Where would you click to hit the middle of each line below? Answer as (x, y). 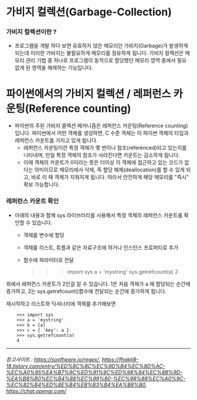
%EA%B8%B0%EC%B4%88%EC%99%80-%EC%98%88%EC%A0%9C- (96, 379)
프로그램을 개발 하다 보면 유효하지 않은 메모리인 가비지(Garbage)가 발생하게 (101, 46)
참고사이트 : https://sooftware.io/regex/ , (53, 359)
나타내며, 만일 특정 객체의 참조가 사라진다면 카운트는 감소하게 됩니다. (101, 155)
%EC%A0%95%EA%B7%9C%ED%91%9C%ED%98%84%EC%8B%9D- (94, 372)
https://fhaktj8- (120, 359)
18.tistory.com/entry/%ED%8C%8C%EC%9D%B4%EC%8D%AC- (86, 366)
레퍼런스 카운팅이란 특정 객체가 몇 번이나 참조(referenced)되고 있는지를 (105, 148)
